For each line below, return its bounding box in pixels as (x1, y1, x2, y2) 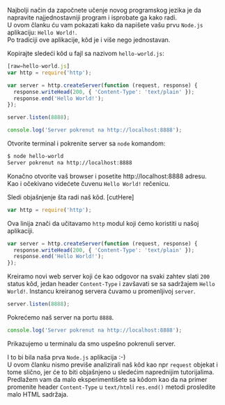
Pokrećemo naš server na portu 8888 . (7, 313, 114, 321)
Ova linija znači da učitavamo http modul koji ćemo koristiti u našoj (7, 219, 199, 227)
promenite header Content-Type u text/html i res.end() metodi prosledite (7, 383, 216, 391)
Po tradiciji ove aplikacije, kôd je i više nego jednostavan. (7, 36, 171, 44)
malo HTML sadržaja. (7, 390, 68, 398)
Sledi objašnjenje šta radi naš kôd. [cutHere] (7, 192, 134, 201)
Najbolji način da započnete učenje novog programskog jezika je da (7, 6, 202, 14)
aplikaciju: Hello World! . (7, 28, 77, 36)
